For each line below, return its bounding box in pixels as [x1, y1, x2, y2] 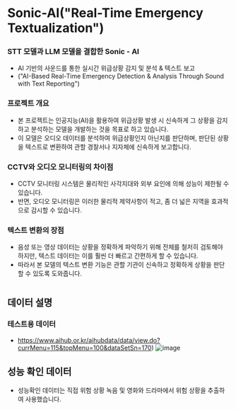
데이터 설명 [7, 296, 53, 309]
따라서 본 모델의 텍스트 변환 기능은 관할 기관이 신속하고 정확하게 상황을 [17, 261, 212, 269]
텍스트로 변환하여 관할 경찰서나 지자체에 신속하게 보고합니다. [25, 142, 192, 151]
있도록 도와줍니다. [33, 269, 83, 278]
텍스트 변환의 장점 [7, 225, 65, 235]
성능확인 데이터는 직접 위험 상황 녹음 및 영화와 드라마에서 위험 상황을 [17, 386, 206, 394]
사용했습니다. [25, 394, 61, 403]
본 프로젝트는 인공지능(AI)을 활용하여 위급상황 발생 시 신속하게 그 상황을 [17, 115, 216, 125]
